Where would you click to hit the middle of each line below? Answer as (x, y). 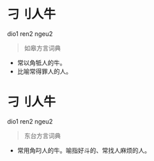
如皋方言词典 (42, 48)
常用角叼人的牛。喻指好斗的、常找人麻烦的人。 (84, 150)
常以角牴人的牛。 (41, 62)
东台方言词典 (42, 135)
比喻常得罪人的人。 (45, 71)
